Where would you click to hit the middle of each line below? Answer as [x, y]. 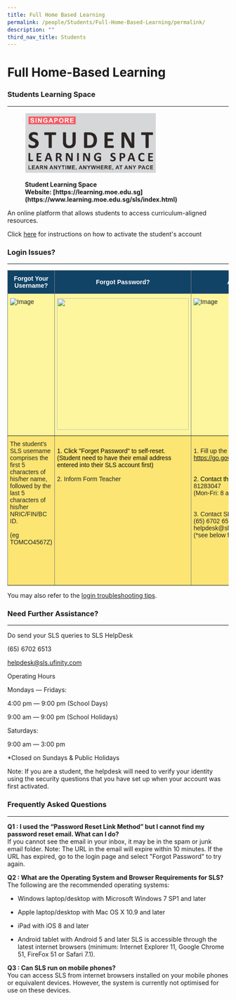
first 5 [18, 465]
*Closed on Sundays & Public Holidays [64, 758]
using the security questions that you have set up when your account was [114, 779]
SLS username [31, 451]
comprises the [29, 458]
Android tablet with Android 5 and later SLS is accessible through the [117, 939]
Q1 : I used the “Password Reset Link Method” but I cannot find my [106, 826]
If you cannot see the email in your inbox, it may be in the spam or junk [110, 841]
